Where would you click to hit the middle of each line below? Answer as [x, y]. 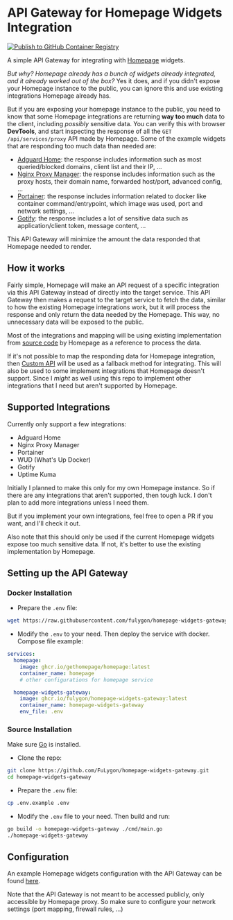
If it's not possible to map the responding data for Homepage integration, [112, 356]
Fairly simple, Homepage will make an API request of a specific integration [113, 285]
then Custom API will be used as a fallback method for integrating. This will [114, 363]
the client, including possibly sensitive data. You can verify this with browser [116, 123]
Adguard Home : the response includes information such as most [109, 159]
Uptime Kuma [37, 474]
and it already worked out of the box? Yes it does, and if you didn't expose [114, 80]
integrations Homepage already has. [59, 96]
